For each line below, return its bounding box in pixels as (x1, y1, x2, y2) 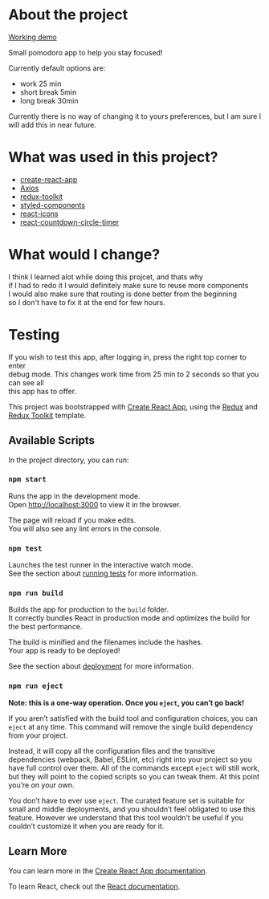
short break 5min (19, 87, 77, 97)
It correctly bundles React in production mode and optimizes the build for (8, 613, 251, 623)
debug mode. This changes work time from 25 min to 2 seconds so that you (8, 369, 259, 379)
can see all (8, 377, 44, 387)
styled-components (19, 200, 86, 209)
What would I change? (8, 246, 161, 264)
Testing (8, 326, 60, 344)
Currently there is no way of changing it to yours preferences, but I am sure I (8, 111, 262, 121)
